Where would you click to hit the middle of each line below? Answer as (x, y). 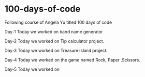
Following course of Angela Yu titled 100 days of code (58, 22)
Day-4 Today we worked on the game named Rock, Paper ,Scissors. (72, 60)
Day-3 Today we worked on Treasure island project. (56, 50)
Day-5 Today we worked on (32, 69)
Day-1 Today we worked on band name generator (54, 31)
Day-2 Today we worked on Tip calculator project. (54, 41)
